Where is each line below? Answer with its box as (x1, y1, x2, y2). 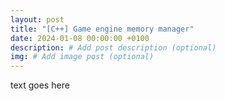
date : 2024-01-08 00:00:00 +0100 (10, 33, 150, 43)
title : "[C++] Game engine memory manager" (10, 24, 195, 34)
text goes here (10, 79, 70, 91)
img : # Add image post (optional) (10, 52, 155, 62)
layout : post (10, 14, 65, 25)
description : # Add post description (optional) (10, 42, 217, 53)
